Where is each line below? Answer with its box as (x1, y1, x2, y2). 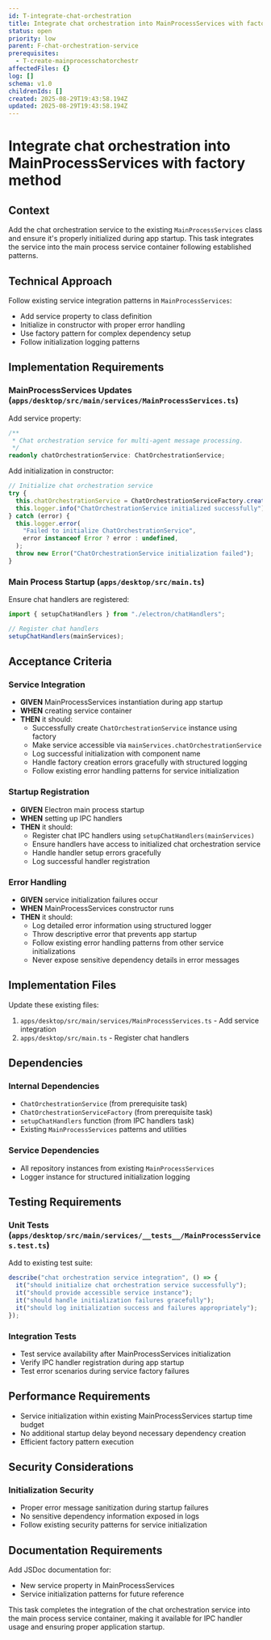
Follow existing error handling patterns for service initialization (31, 766, 240, 776)
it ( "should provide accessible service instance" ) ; (15, 1289, 194, 1297)
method (8, 172, 62, 190)
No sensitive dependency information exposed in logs (19, 1511, 200, 1521)
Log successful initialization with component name (31, 749, 201, 759)
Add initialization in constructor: (8, 466, 115, 476)
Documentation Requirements (8, 1543, 163, 1557)
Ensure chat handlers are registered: (8, 595, 130, 604)
